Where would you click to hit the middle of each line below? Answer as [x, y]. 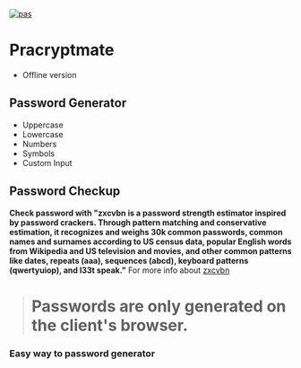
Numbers [39, 144]
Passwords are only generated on [159, 306]
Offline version [49, 74]
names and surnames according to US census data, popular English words [150, 241]
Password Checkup [65, 192]
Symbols [39, 153]
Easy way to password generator [82, 353]
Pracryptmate [62, 50]
